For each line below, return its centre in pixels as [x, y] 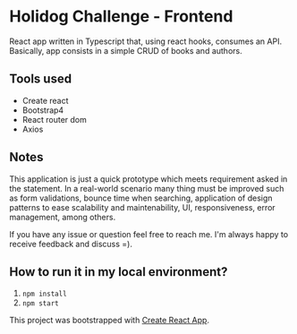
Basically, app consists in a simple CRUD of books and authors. [126, 50]
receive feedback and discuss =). [71, 244]
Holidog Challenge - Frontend [121, 17]
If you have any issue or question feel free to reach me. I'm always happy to [149, 234]
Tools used [41, 79]
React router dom [55, 119]
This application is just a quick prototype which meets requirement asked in [148, 179]
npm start [41, 304]
